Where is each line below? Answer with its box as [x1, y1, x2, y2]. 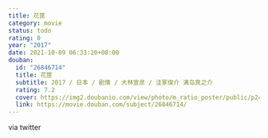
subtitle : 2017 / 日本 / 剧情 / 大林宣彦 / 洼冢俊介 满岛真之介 [15, 78, 213, 86]
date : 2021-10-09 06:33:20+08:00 [8, 49, 120, 57]
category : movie [8, 19, 62, 27]
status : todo [8, 26, 52, 34]
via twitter [8, 123, 41, 132]
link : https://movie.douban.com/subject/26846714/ [15, 101, 187, 108]
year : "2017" [8, 41, 52, 49]
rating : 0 [8, 34, 41, 42]
